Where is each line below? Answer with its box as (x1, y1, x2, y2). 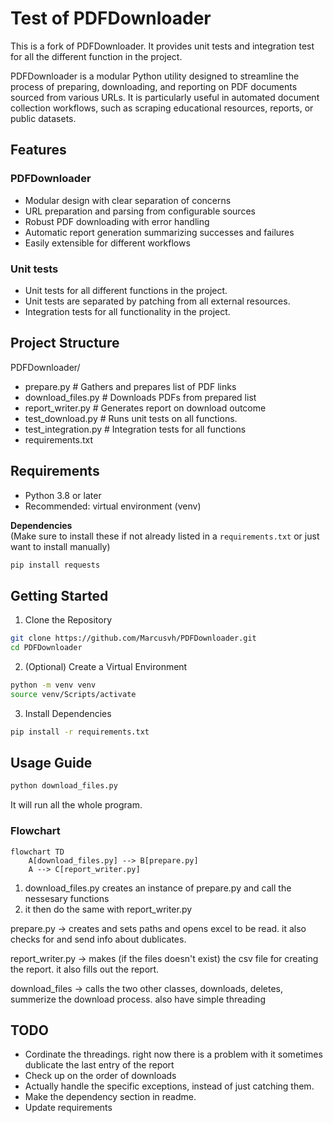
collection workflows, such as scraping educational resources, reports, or (10, 102, 314, 114)
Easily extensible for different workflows (24, 237, 191, 249)
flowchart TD (10, 847, 65, 857)
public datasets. (10, 112, 77, 124)
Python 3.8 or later (24, 489, 102, 501)
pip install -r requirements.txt (10, 727, 150, 737)
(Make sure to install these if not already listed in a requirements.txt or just (10, 530, 320, 542)
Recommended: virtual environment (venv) (24, 500, 202, 512)
